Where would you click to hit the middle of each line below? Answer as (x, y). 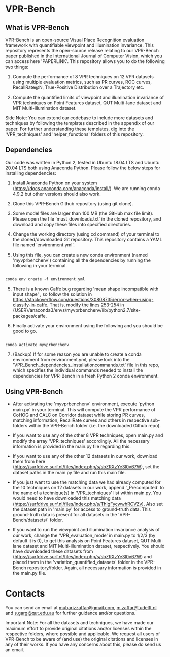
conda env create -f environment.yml (45, 279)
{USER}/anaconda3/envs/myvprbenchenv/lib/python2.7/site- (76, 310)
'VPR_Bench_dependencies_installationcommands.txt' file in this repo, (86, 365)
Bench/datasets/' (31, 520)
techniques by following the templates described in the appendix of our (80, 123)
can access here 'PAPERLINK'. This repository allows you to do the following (85, 61)
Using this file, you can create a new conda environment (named (80, 255)
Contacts (25, 593)
